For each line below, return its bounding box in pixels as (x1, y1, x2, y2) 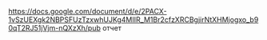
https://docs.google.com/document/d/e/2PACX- (8, 7, 167, 16)
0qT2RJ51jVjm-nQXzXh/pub (8, 24, 102, 32)
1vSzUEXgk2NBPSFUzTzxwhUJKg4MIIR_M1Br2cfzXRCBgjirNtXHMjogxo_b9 (8, 15, 259, 24)
